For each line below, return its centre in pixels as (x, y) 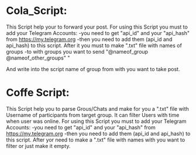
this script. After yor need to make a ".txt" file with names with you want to (96, 140)
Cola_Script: (37, 11)
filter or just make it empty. (38, 146)
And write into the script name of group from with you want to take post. (93, 69)
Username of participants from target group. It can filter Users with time (93, 115)
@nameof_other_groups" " (38, 58)
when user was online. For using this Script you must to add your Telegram (96, 121)
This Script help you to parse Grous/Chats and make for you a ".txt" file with (97, 108)
